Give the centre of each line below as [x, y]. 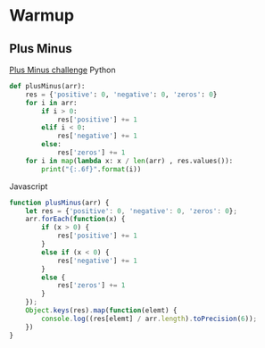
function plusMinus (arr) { [59, 203]
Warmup [41, 16]
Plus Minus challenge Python [62, 70]
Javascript [29, 186]
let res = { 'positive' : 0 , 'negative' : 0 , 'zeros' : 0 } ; [132, 211]
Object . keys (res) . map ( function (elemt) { [101, 311]
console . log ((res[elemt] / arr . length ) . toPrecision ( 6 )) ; [149, 319]
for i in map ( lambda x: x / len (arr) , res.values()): [129, 161]
